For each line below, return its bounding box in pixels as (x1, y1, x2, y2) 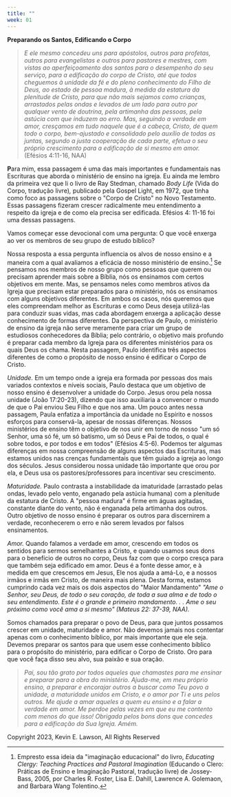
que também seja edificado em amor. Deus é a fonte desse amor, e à (7, 562, 202, 570)
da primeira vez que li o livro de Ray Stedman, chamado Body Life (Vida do (7, 179, 219, 187)
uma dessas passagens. (7, 215, 76, 224)
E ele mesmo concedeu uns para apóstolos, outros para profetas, (23, 49, 211, 57)
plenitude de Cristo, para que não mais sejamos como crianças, (23, 92, 207, 100)
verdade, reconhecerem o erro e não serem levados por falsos (7, 519, 184, 527)
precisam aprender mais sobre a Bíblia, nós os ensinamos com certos (7, 273, 204, 281)
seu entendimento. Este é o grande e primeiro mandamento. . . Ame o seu (7, 598, 217, 606)
